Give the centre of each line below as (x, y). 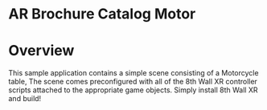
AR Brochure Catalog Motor (102, 14)
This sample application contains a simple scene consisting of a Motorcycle (133, 73)
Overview (41, 51)
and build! (25, 99)
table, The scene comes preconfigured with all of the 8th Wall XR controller (133, 82)
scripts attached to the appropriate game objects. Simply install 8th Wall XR (133, 90)
